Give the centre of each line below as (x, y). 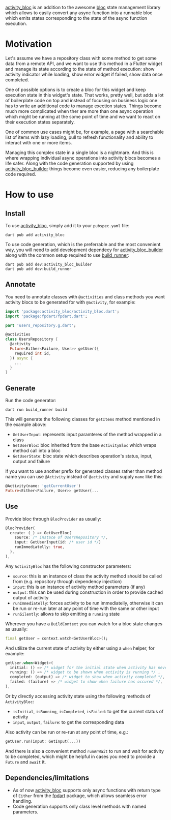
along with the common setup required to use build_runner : (67, 255)
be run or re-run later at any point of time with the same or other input (86, 608)
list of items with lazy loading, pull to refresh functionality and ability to (79, 137)
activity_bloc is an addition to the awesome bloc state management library (83, 7)
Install (15, 213)
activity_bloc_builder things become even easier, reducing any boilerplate (82, 169)
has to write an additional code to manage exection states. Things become (83, 106)
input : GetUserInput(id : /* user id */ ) (58, 542)
